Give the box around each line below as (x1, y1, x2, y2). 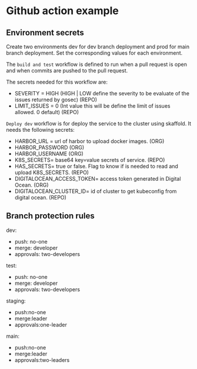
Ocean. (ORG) (14, 181, 49, 188)
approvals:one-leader (14, 321, 68, 328)
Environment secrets (6, 28, 84, 38)
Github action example (6, 4, 119, 18)
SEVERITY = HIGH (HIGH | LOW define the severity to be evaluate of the (14, 90, 190, 97)
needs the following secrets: (6, 127, 75, 133)
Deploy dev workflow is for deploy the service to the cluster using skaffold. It (6, 120, 192, 127)
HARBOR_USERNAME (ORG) (14, 150, 84, 157)
